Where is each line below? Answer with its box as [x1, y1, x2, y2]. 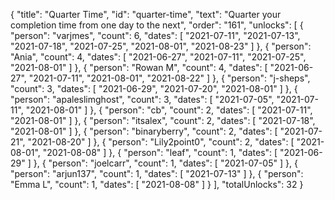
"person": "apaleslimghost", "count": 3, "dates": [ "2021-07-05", [10, 94, 275, 105]
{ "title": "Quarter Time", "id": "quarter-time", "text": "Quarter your [10, 9, 282, 20]
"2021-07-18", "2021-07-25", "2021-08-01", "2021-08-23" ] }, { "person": [10, 40, 312, 52]
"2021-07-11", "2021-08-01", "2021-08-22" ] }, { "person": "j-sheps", [28, 72, 311, 84]
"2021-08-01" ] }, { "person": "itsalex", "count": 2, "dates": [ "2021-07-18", [10, 115, 316, 126]
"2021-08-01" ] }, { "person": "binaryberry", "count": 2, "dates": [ [10, 125, 278, 137]
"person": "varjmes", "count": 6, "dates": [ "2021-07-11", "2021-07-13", [10, 30, 301, 41]
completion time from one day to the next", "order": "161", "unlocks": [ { [10, 19, 304, 31]
